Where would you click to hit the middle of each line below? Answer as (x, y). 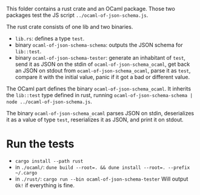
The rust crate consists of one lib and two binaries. (70, 27)
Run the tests (40, 144)
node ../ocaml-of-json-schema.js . (49, 101)
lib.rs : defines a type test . (50, 38)
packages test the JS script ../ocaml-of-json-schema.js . (77, 15)
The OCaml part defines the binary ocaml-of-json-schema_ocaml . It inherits (99, 89)
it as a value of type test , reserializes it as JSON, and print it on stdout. (95, 120)
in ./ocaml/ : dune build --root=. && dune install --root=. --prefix (102, 167)
